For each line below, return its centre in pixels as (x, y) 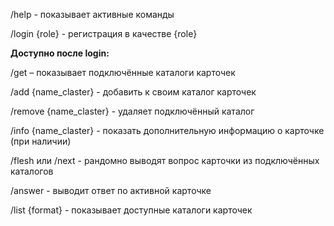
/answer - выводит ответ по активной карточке (111, 190)
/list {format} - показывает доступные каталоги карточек (131, 210)
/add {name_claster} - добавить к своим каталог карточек (133, 92)
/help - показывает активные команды (92, 14)
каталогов (32, 171)
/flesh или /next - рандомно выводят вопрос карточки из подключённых (165, 160)
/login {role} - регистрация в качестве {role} (104, 33)
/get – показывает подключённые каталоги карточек (123, 72)
